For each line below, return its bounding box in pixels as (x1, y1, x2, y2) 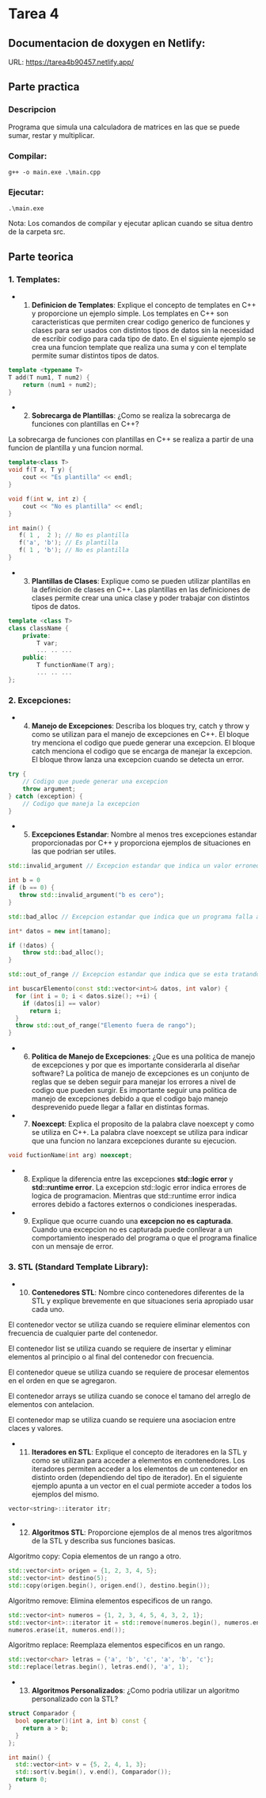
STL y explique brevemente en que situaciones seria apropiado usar (31, 1296, 254, 1305)
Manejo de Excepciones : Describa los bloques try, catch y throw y (31, 721, 250, 730)
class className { (8, 624, 69, 632)
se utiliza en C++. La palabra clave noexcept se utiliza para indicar (31, 1128, 249, 1137)
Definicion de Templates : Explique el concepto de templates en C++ (31, 300, 256, 309)
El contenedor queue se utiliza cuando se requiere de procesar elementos (8, 1367, 249, 1377)
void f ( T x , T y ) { (8, 466, 73, 474)
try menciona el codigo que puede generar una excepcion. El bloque (31, 738, 256, 748)
